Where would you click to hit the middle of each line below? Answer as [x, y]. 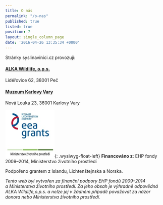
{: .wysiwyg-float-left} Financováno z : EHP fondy [106, 156]
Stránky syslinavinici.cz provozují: [40, 57]
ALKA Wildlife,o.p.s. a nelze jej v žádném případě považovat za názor [78, 192]
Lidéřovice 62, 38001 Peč [32, 80]
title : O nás [19, 11]
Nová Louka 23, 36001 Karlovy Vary [42, 103]
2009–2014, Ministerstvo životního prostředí [51, 162]
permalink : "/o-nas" [27, 16]
